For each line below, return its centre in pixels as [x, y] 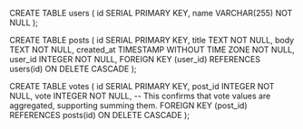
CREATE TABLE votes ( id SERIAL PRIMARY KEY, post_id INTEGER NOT [142, 86]
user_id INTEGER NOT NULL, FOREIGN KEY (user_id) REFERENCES [135, 59]
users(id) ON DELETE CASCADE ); [73, 69]
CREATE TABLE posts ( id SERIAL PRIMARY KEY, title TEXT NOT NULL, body [152, 40]
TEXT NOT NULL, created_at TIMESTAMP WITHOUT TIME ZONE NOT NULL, [152, 50]
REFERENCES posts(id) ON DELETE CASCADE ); [100, 115]
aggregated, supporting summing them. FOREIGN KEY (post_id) [128, 106]
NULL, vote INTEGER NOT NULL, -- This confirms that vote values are [140, 96]
